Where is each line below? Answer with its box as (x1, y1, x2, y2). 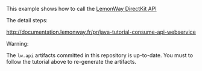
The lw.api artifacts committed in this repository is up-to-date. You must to (6, 52, 194, 59)
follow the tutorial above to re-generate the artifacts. (6, 58, 137, 65)
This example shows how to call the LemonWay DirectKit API (6, 5, 157, 12)
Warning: (6, 40, 29, 47)
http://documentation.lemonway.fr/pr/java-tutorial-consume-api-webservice (6, 28, 196, 35)
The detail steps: (6, 17, 48, 23)
